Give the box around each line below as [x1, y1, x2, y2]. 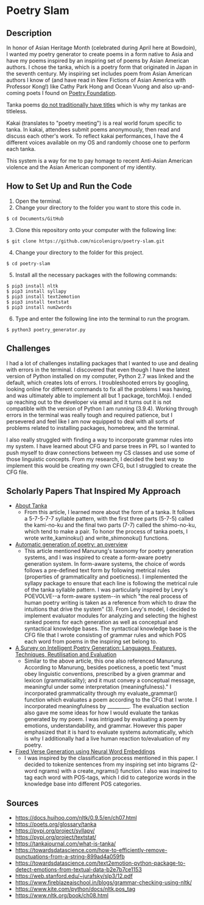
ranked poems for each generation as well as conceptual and [24, 619, 178, 626]
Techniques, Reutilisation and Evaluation [15, 651, 117, 658]
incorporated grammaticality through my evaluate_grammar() [24, 689, 178, 697]
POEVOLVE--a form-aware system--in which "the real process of [24, 593, 188, 600]
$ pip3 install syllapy [6, 288, 67, 294]
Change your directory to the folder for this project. [15, 248, 144, 256]
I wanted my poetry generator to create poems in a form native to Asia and [6, 51, 194, 58]
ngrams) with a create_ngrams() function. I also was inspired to [38, 767, 197, 775]
